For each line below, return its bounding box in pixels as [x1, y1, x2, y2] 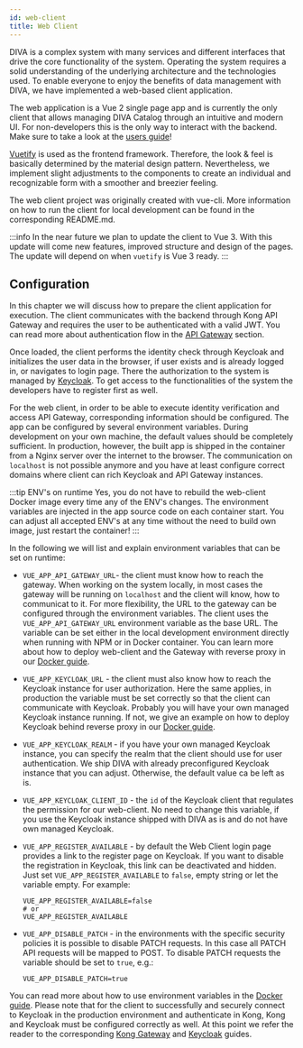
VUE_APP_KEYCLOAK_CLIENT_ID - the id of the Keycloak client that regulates [22, 795, 294, 805]
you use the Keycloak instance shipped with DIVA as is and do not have [22, 814, 289, 825]
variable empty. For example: [22, 879, 131, 890]
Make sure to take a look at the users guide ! [9, 131, 172, 142]
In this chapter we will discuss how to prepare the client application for [9, 300, 272, 311]
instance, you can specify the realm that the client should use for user [22, 749, 282, 759]
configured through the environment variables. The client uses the [22, 608, 269, 619]
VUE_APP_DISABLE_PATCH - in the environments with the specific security [22, 928, 286, 939]
